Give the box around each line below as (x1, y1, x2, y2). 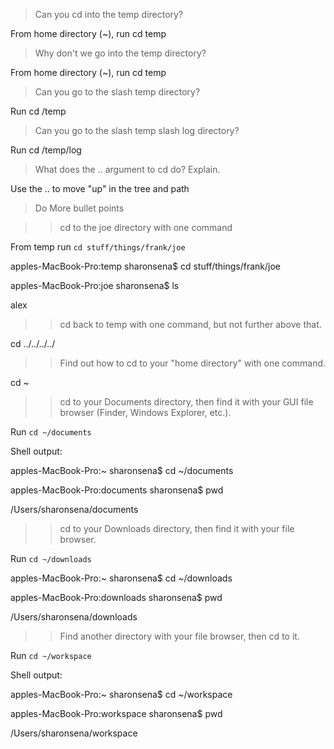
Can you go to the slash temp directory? (34, 86, 201, 98)
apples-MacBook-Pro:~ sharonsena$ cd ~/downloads (10, 572, 233, 584)
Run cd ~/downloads (10, 553, 92, 564)
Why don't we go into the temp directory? (34, 47, 207, 59)
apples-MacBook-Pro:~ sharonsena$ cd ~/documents (10, 465, 234, 476)
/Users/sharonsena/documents (10, 504, 139, 515)
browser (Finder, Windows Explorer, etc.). (59, 407, 232, 418)
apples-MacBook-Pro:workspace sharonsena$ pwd (10, 708, 223, 719)
